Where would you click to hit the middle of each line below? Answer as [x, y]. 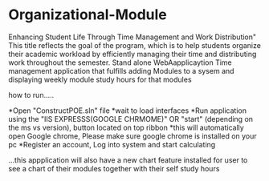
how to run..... [31, 95]
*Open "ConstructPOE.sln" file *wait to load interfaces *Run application [128, 111]
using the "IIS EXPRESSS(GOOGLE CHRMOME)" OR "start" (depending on [131, 119]
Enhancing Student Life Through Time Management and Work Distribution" [132, 37]
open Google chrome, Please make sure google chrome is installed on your [132, 136]
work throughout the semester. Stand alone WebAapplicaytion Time [120, 62]
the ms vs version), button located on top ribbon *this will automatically [126, 127]
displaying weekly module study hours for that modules [100, 79]
